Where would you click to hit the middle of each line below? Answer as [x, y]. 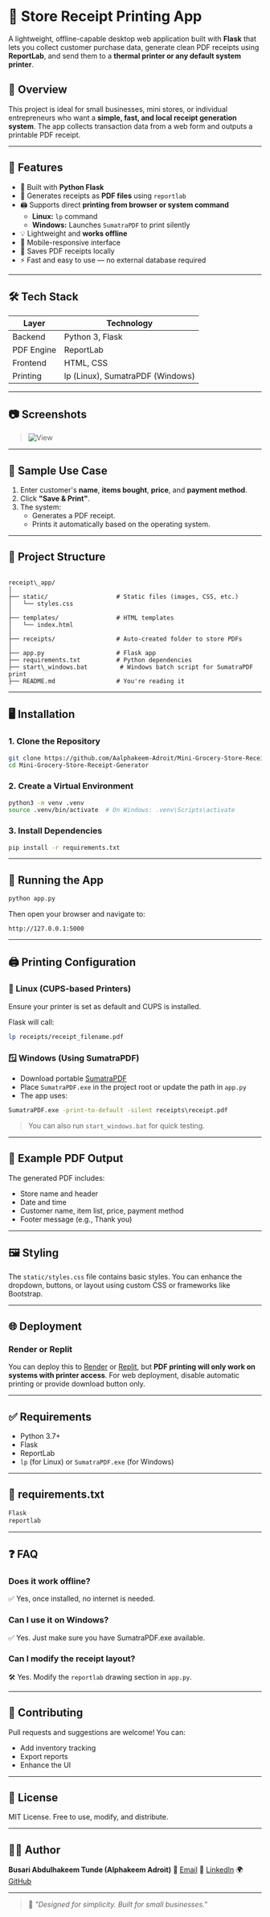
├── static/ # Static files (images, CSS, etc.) [124, 596]
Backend [29, 337]
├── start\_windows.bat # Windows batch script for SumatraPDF [131, 667]
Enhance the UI [45, 1765]
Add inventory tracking [58, 1748]
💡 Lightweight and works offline [74, 233]
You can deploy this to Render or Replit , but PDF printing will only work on [132, 1367]
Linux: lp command [65, 216]
